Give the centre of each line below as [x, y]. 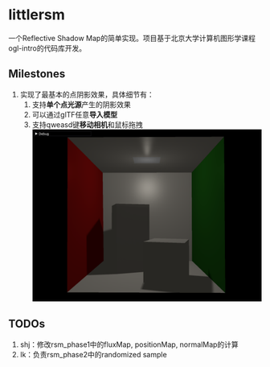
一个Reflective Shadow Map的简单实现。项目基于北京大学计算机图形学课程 [132, 38]
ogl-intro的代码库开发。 [47, 48]
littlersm [37, 15]
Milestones [37, 74]
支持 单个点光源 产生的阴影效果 [81, 104]
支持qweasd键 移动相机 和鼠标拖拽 [87, 124]
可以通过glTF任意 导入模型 [75, 114]
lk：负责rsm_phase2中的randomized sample [93, 354]
